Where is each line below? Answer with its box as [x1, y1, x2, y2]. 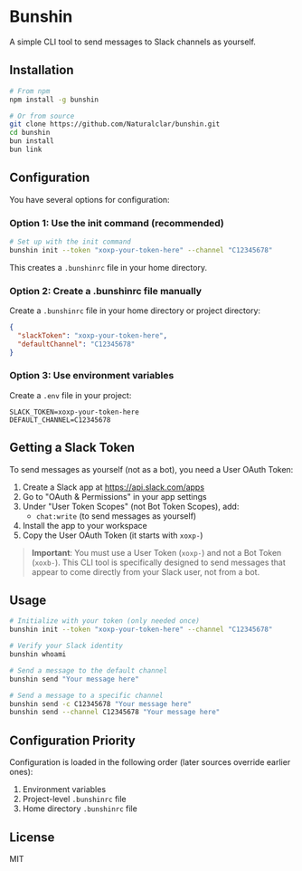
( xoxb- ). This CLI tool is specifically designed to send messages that [31, 557, 287, 568]
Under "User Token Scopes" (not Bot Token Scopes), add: [22, 501, 240, 512]
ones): [9, 767, 33, 778]
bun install [9, 137, 54, 146]
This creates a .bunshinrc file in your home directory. [9, 262, 208, 273]
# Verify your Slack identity [9, 641, 124, 651]
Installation [9, 62, 74, 78]
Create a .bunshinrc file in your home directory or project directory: [9, 305, 260, 316]
